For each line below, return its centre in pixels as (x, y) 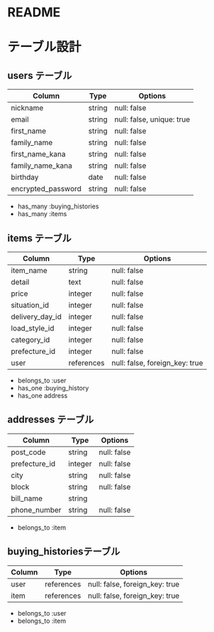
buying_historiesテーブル (64, 552)
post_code (28, 452)
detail (20, 282)
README (34, 12)
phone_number (36, 510)
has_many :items (42, 214)
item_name (29, 271)
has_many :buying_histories (58, 206)
